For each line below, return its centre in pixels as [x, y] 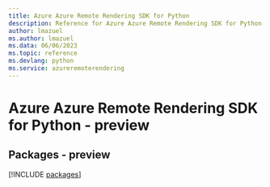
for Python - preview [79, 125]
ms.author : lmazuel [41, 38]
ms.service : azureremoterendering [67, 69]
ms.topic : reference [43, 53]
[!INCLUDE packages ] [45, 174]
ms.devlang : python [41, 61]
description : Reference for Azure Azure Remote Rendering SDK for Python [135, 23]
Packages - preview [59, 155]
